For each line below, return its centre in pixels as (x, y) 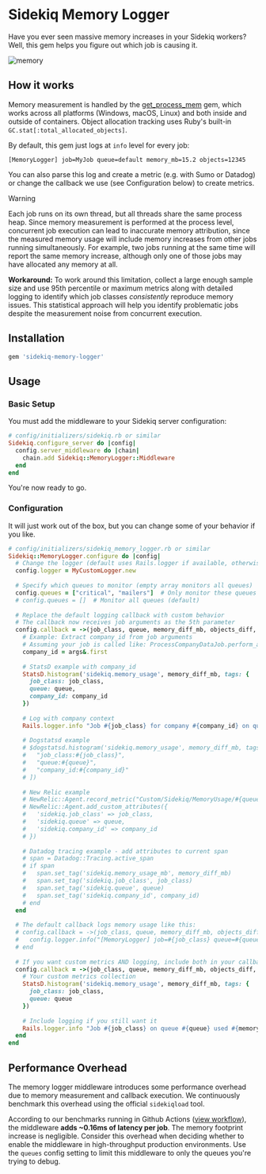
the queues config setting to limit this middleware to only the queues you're (130, 1153)
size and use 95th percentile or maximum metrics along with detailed (121, 288)
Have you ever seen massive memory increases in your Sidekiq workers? (127, 37)
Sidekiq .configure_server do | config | (72, 443)
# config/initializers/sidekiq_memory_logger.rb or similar (110, 549)
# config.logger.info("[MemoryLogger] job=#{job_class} (113, 940)
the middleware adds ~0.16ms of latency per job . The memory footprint (126, 1127)
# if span (39, 866)
